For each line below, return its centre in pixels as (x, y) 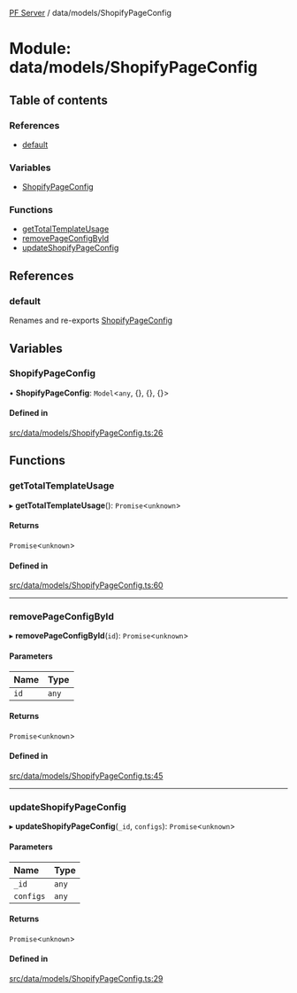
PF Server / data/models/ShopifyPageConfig (91, 13)
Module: (40, 49)
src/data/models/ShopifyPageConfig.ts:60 (86, 585)
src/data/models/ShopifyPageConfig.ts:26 (86, 433)
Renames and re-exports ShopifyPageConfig (91, 321)
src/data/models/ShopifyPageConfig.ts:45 (86, 776)
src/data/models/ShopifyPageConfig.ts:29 (86, 978)
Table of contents (58, 100)
